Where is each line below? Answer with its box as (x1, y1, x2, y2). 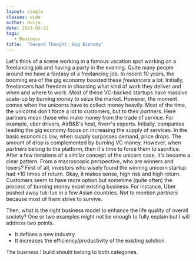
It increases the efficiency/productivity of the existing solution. (14, 237, 167, 244)
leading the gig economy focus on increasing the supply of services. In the (6, 126, 188, 133)
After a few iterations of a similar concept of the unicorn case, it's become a (6, 151, 191, 158)
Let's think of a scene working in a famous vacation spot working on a (6, 57, 177, 65)
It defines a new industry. (14, 230, 77, 237)
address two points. (6, 219, 54, 226)
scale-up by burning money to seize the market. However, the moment (6, 95, 178, 102)
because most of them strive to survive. (6, 195, 103, 202)
